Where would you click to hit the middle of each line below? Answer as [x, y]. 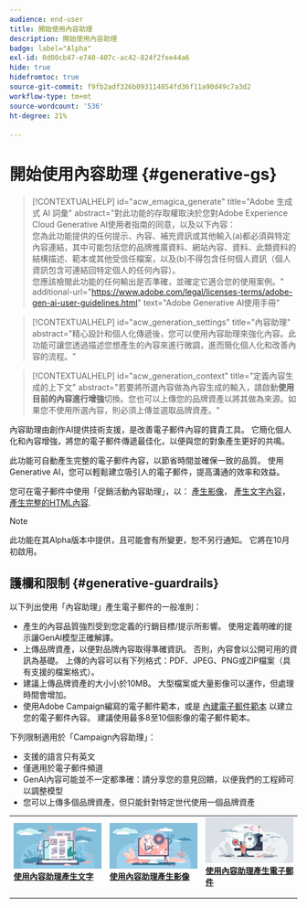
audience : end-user [47, 19]
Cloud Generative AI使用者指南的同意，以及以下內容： [133, 225]
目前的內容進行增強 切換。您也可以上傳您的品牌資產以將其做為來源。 [160, 399]
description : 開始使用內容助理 [64, 38]
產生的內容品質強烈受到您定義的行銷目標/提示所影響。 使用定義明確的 [153, 626]
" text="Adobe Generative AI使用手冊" [209, 303]
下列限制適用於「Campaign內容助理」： [83, 737]
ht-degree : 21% [38, 116]
